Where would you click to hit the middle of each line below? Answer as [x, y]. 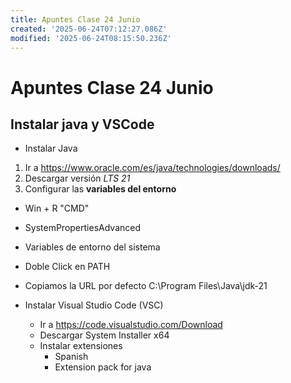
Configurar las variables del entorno [100, 189]
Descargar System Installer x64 [104, 335]
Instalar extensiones [81, 346]
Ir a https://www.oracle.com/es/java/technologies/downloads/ [152, 168]
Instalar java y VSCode [82, 124]
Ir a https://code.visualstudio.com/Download [131, 325]
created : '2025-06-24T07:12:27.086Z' [89, 29]
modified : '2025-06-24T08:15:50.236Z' [91, 38]
